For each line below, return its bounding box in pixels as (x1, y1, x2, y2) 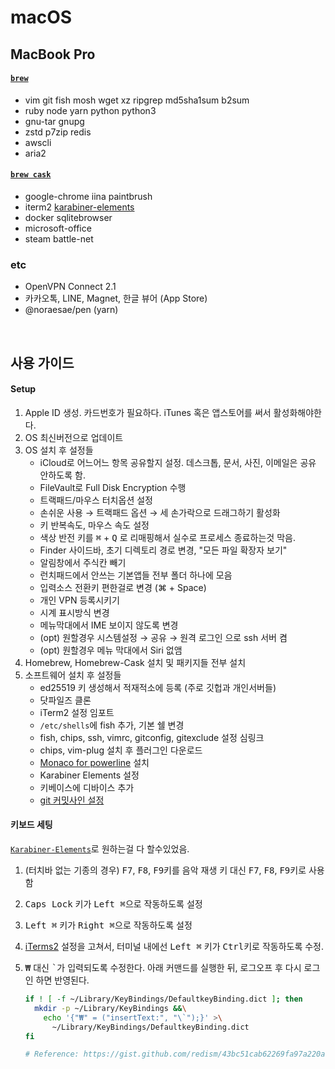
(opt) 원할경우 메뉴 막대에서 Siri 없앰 (39, 644, 183, 656)
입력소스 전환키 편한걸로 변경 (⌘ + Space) (39, 581, 207, 593)
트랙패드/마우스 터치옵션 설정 (39, 494, 153, 506)
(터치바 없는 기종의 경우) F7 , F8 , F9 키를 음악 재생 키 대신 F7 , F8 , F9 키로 (24, 864, 307, 876)
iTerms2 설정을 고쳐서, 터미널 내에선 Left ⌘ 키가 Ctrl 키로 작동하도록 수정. (24, 941, 325, 953)
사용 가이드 (10, 354, 75, 371)
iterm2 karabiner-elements (24, 201, 135, 213)
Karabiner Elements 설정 (39, 769, 140, 781)
